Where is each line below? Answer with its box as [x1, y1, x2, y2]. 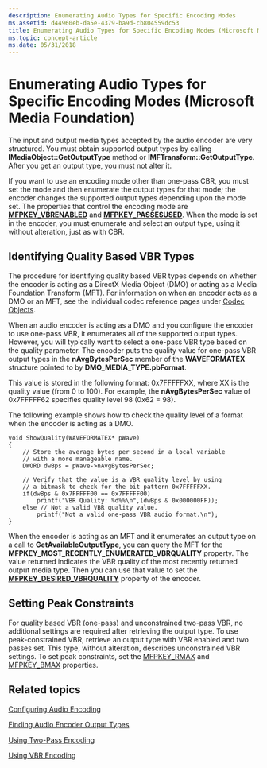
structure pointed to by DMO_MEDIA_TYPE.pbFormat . [8, 363, 187, 372]
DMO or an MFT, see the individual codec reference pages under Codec [8, 296, 245, 306]
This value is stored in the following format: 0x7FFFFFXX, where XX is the [8, 378, 250, 387]
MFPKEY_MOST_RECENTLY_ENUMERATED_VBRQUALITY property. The [8, 548, 249, 557]
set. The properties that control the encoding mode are [8, 202, 188, 211]
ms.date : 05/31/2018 [8, 41, 77, 49]
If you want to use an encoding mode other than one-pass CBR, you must [8, 176, 249, 186]
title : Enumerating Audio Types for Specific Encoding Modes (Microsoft [8, 26, 254, 34]
